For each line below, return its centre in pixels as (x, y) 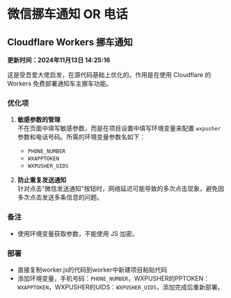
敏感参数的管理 (39, 119)
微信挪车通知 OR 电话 (68, 14)
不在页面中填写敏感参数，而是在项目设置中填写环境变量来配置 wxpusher (119, 129)
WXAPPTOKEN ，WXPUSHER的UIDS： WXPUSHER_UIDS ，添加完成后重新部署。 (120, 287)
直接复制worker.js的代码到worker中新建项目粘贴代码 (92, 270)
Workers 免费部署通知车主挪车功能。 (60, 83)
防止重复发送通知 (42, 180)
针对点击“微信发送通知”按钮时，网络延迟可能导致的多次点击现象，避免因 (121, 189)
